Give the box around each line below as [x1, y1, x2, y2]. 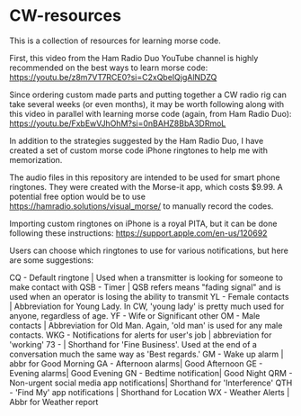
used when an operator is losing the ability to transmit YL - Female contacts [9, 291, 289, 302]
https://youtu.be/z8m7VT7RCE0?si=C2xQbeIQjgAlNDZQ [9, 71, 217, 82]
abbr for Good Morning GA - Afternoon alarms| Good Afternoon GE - [9, 357, 263, 369]
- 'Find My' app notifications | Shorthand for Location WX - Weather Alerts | [9, 386, 290, 397]
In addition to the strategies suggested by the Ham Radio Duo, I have [9, 135, 264, 146]
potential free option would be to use [9, 191, 146, 202]
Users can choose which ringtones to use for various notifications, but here [9, 245, 289, 256]
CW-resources [9, 5, 121, 26]
